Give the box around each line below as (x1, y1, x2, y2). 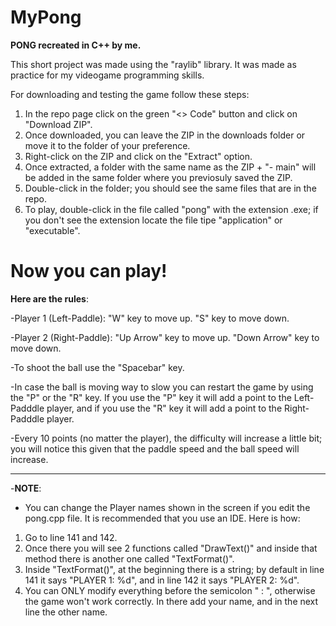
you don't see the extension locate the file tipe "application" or (24, 214, 283, 226)
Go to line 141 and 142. (24, 531, 118, 543)
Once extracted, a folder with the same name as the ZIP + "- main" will (24, 161, 317, 173)
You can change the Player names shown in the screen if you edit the (24, 501, 311, 513)
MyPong (10, 6, 82, 29)
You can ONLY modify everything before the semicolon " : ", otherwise (24, 584, 316, 596)
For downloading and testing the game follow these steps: (10, 88, 250, 100)
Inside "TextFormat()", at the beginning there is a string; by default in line (24, 563, 325, 575)
